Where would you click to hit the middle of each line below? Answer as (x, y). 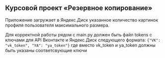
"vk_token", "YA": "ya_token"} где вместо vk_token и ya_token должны (80, 45)
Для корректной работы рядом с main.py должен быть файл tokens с (79, 34)
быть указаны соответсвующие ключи (46, 50)
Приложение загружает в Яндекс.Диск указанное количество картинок (82, 20)
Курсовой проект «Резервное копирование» (79, 8)
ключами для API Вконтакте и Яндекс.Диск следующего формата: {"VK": (83, 40)
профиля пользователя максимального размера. (57, 25)
